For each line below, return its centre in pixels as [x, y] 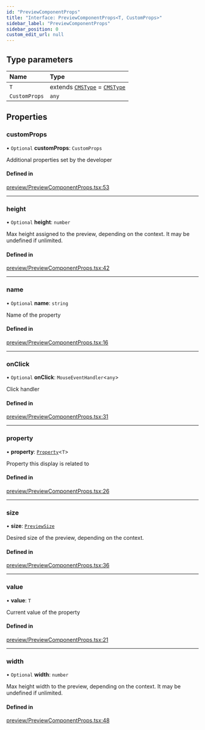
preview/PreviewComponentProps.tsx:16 [57, 342]
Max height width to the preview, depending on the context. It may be [94, 687]
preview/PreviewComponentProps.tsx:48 [58, 721]
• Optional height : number [38, 222]
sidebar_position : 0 [33, 29]
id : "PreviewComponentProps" [43, 12]
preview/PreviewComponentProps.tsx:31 [57, 417]
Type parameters [40, 60]
